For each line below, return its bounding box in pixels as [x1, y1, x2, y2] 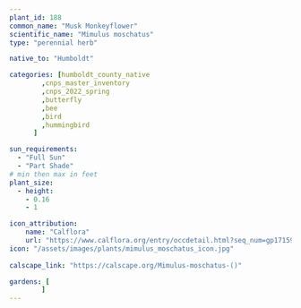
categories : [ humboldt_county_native [9, 71, 150, 80]
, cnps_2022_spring [41, 87, 110, 96]
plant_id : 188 [9, 13, 63, 22]
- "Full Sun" [17, 153, 66, 162]
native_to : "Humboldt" [9, 55, 94, 64]
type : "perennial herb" [9, 38, 99, 47]
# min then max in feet [9, 169, 99, 179]
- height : [17, 186, 54, 195]
